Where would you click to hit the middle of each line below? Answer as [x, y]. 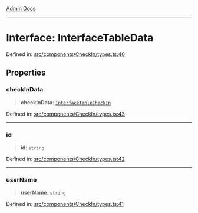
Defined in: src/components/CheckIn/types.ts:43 [65, 114]
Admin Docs [21, 9]
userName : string [43, 193]
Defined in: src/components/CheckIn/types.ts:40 [66, 54]
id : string [32, 148]
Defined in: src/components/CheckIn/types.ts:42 [65, 159]
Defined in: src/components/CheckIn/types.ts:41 [65, 204]
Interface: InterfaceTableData [80, 38]
